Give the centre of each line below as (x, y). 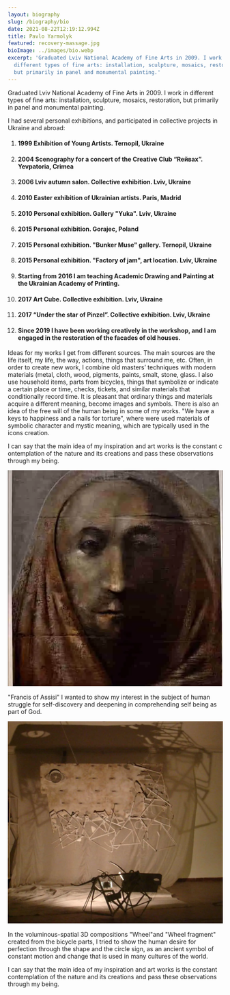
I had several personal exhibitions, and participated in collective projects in (113, 121)
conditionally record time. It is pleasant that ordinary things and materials (110, 397)
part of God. (25, 712)
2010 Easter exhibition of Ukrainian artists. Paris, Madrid (99, 198)
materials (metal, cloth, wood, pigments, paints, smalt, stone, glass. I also (111, 375)
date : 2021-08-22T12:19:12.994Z (54, 29)
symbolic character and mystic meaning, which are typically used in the (109, 426)
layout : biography (34, 14)
